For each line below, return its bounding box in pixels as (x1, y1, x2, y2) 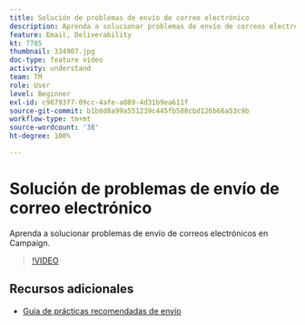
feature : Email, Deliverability (9, 30, 132, 39)
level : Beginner (9, 89, 71, 98)
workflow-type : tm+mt (9, 114, 92, 123)
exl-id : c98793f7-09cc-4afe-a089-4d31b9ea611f (9, 97, 189, 107)
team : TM (9, 73, 43, 82)
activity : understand (9, 64, 92, 74)
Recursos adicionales (9, 281, 134, 297)
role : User (9, 81, 51, 90)
